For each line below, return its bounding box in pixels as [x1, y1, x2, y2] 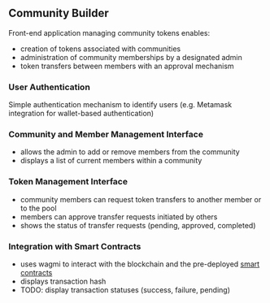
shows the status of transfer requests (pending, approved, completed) [20, 220, 256, 230]
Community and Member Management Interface [8, 129, 203, 141]
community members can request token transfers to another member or [20, 194, 262, 204]
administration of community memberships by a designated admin [20, 52, 242, 62]
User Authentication [8, 81, 91, 93]
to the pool [20, 203, 57, 213]
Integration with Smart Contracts [8, 240, 142, 252]
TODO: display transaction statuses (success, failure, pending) [20, 285, 230, 295]
